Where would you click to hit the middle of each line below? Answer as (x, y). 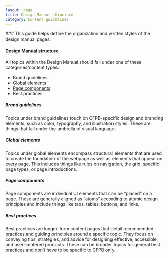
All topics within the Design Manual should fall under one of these (73, 62)
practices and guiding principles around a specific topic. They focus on (79, 234)
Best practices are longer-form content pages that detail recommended (79, 229)
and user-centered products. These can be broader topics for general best (83, 245)
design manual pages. (28, 39)
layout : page (19, 10)
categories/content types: (32, 67)
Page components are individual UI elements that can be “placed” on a (79, 194)
